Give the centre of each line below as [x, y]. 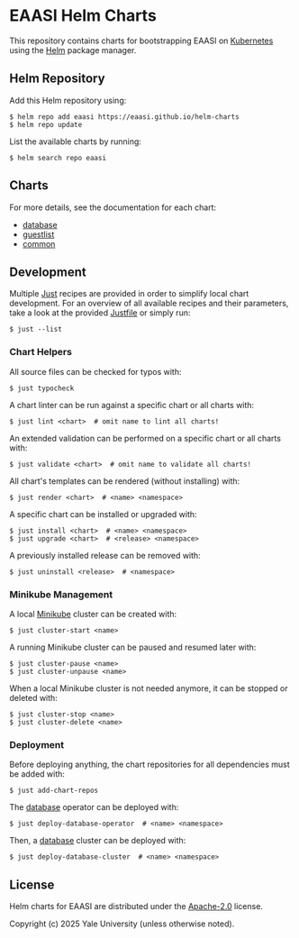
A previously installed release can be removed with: [105, 555]
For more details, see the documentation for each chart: [113, 207]
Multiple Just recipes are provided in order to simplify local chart [129, 294]
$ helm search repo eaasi [58, 158]
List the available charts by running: [76, 141]
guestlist [38, 234]
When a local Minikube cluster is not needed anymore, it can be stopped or [149, 688]
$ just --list [36, 330]
